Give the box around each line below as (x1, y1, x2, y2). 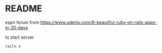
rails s (5, 44, 21, 49)
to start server (5, 34, 34, 40)
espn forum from (5, 19, 40, 25)
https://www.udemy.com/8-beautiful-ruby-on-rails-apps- (40, 19, 157, 25)
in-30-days (5, 24, 28, 30)
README (5, 3, 42, 14)
